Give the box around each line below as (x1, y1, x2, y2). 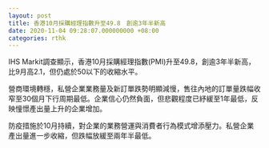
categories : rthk (8, 34, 66, 42)
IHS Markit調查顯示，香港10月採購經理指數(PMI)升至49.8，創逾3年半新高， (8, 57, 256, 66)
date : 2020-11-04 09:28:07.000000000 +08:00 (8, 26, 159, 34)
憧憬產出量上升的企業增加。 (14, 104, 106, 114)
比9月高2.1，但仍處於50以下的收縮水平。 (8, 67, 143, 77)
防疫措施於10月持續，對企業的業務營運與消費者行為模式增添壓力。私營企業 (8, 121, 255, 130)
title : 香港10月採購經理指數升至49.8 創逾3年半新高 (8, 19, 167, 27)
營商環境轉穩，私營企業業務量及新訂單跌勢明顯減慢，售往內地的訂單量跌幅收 (8, 84, 261, 94)
